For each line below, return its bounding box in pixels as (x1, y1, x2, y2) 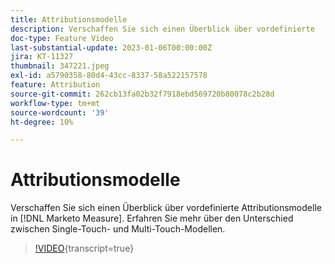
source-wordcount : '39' (10, 107, 110, 118)
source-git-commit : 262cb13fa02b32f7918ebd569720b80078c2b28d (10, 89, 275, 99)
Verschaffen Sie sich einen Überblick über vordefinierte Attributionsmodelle (10, 202, 322, 214)
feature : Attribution (10, 80, 101, 90)
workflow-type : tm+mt (10, 98, 101, 108)
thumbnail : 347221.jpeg (10, 61, 110, 71)
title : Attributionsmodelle (10, 14, 128, 25)
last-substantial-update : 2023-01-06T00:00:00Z (10, 42, 213, 53)
